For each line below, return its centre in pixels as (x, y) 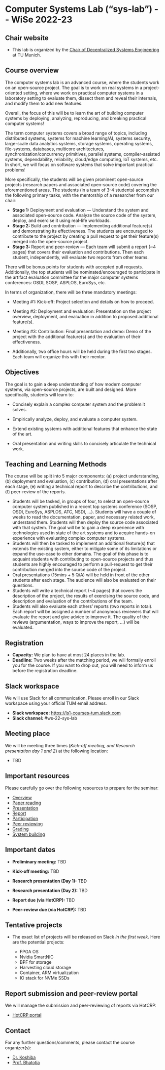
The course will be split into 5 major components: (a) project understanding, (82, 476)
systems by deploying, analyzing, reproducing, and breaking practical (76, 118)
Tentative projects (34, 925)
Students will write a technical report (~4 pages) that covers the (77, 591)
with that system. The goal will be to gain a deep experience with (78, 528)
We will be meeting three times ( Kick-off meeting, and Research (70, 745)
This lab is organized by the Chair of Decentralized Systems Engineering (86, 50)
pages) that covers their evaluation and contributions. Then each (78, 252)
